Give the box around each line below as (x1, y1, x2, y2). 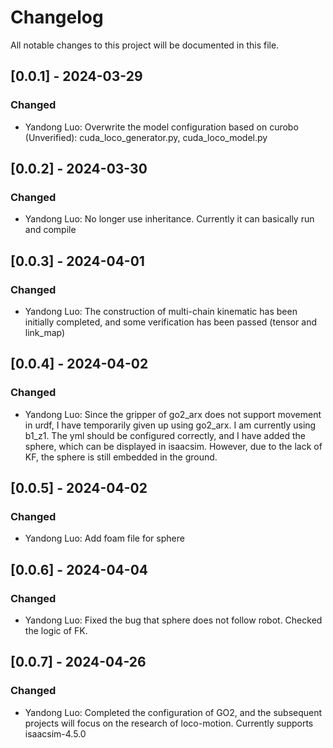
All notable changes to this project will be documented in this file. (10, 39, 280, 51)
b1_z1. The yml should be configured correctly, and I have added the (24, 429, 306, 441)
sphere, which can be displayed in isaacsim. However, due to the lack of (24, 440, 323, 452)
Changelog (10, 6, 104, 29)
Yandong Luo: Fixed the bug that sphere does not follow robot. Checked (24, 614, 323, 626)
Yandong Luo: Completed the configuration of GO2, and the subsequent (24, 706, 323, 718)
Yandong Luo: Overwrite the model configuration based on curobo (24, 121, 299, 133)
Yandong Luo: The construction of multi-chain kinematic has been (24, 306, 298, 317)
